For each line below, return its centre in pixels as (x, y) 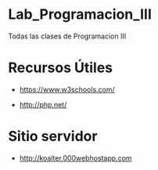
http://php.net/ (43, 104)
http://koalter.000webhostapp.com (75, 157)
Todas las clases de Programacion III (67, 36)
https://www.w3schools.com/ (67, 89)
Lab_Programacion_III (80, 14)
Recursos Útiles (61, 68)
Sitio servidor (53, 137)
